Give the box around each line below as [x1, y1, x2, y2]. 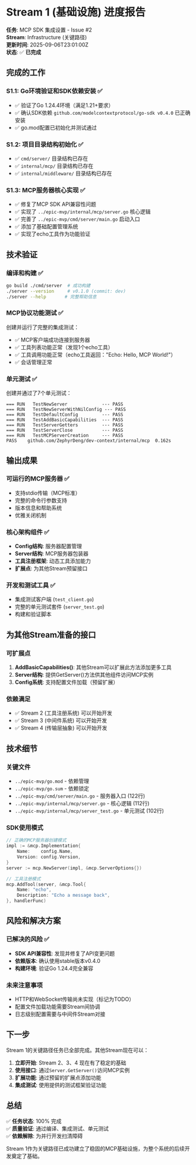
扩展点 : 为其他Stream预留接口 [14, 565, 88, 572]
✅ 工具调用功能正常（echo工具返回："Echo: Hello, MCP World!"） [14, 351, 176, 358]
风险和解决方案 [6, 916, 61, 926]
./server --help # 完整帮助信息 [6, 294, 97, 300]
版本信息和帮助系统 [14, 504, 62, 511]
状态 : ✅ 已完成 [6, 48, 42, 55]
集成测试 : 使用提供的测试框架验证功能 [14, 1081, 107, 1088]
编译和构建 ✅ [6, 269, 43, 277]
